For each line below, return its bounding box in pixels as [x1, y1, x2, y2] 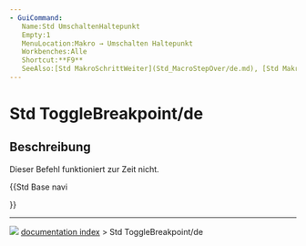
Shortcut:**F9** [21, 56, 84, 65]
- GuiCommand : [9, 13, 64, 23]
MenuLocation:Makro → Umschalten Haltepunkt [21, 38, 194, 48]
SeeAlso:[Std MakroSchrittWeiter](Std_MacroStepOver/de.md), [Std [21, 65, 280, 74]
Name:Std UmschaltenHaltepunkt [21, 22, 141, 31]
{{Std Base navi [9, 181, 68, 192]
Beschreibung [9, 139, 91, 155]
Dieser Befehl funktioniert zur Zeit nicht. [9, 163, 159, 174]
